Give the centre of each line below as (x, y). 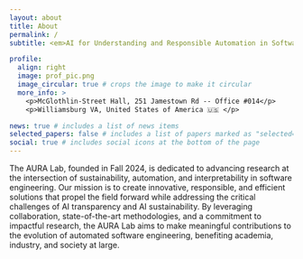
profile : (26, 60)
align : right (42, 68)
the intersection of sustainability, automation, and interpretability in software (151, 178)
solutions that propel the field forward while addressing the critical (133, 197)
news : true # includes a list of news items (94, 126)
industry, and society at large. (64, 245)
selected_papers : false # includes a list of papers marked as (131, 134)
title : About (34, 26)
